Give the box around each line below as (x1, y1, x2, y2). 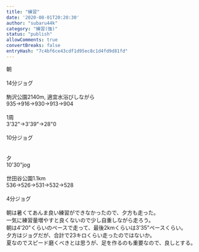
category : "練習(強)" (6, 25, 58, 32)
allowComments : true (6, 37, 58, 43)
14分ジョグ (6, 79, 33, 86)
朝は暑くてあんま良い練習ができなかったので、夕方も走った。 (6, 209, 159, 216)
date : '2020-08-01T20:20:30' (6, 14, 80, 20)
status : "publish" (6, 31, 52, 37)
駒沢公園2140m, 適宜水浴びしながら (6, 93, 95, 100)
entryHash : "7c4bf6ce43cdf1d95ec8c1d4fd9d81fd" (6, 48, 128, 54)
